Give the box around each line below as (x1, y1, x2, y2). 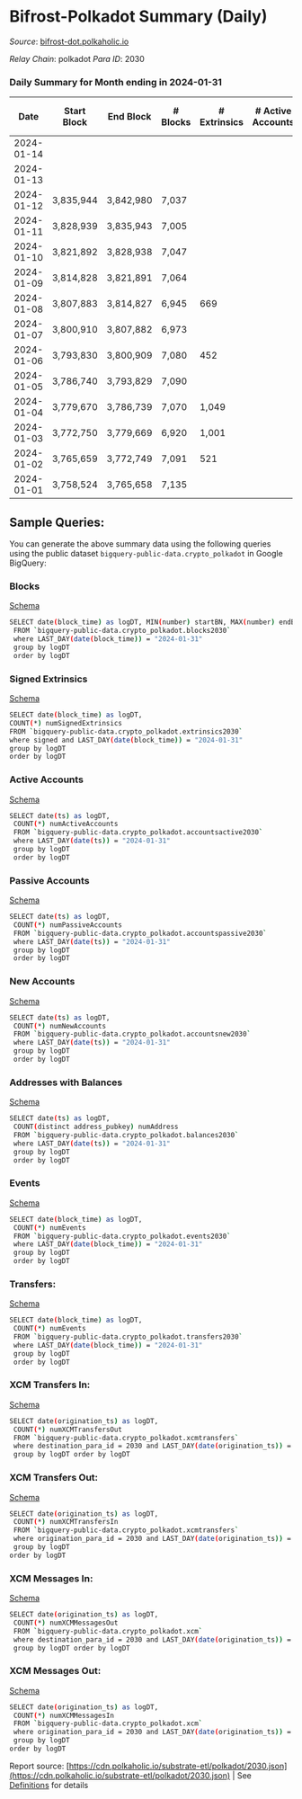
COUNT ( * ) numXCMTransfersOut (13, 1425, 123, 1434)
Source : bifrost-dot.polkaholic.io (9, 36, 129, 47)
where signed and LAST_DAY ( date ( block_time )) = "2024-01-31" (9, 735, 244, 744)
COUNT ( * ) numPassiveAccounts (13, 920, 123, 930)
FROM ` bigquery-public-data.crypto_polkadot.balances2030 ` (13, 1130, 240, 1139)
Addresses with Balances (9, 1076, 123, 1089)
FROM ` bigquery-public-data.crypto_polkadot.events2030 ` (13, 1232, 231, 1241)
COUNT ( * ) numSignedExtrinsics (9, 718, 123, 727)
